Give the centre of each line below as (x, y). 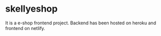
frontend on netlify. (25, 28)
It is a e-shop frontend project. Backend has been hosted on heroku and (81, 23)
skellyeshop (31, 9)
